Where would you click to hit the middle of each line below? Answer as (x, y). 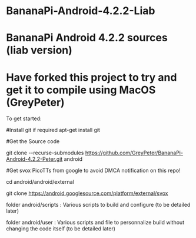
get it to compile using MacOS (81, 90)
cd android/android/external (40, 182)
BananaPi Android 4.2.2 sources (87, 38)
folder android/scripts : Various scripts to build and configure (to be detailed (98, 205)
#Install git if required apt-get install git (53, 130)
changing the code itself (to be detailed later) (61, 229)
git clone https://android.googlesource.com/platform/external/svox (87, 193)
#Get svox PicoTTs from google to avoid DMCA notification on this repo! (93, 171)
